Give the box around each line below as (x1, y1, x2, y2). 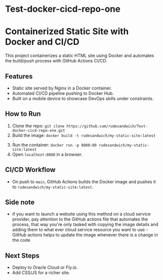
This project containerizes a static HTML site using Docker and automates (5, 53, 154, 58)
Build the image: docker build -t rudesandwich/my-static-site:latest (12, 132, 156, 138)
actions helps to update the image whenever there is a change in (27, 232, 158, 238)
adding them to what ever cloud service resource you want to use (12, 227, 145, 233)
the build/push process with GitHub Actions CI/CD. (5, 58, 108, 64)
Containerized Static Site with (5, 26, 129, 37)
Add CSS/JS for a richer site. (12, 270, 70, 276)
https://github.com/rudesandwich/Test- (66, 124, 148, 129)
